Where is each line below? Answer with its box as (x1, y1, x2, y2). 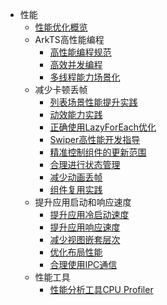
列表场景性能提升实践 (49, 96, 138, 108)
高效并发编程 (49, 59, 103, 70)
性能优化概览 (34, 21, 88, 33)
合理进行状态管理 (49, 159, 121, 170)
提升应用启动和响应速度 (34, 196, 132, 208)
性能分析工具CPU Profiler (49, 284, 154, 295)
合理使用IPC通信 (49, 259, 118, 270)
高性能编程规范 (49, 46, 112, 58)
